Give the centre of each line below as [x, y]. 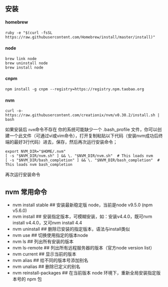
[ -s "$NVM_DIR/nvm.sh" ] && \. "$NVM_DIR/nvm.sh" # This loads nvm [79, 156]
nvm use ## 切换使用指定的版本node [50, 235]
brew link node [21, 59]
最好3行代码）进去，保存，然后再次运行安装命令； [65, 142]
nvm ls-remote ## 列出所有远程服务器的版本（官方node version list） [83, 248]
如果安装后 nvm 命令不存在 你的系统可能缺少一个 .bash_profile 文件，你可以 [81, 130]
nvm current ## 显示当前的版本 [44, 254]
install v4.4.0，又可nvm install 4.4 [47, 223]
